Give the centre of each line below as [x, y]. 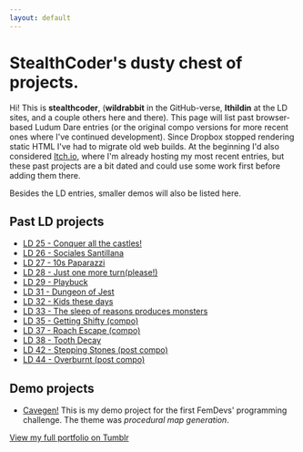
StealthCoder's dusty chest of [126, 62]
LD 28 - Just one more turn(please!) [90, 272]
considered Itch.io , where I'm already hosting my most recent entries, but [147, 156]
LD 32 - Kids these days [68, 302]
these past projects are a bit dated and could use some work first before [145, 166]
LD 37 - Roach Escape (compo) [81, 331]
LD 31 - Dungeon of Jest [69, 292]
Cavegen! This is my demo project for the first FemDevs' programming [155, 410]
